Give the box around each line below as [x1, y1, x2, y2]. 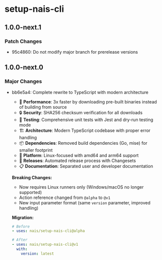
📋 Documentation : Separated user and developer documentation [19, 163, 153, 169]
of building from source [19, 104, 67, 110]
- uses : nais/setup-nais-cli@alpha [11, 228, 85, 233]
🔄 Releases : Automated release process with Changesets [19, 158, 136, 163]
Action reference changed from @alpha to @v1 [19, 195, 111, 200]
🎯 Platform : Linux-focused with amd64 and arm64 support [19, 152, 139, 158]
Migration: [11, 214, 34, 220]
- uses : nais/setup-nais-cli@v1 [11, 242, 78, 247]
